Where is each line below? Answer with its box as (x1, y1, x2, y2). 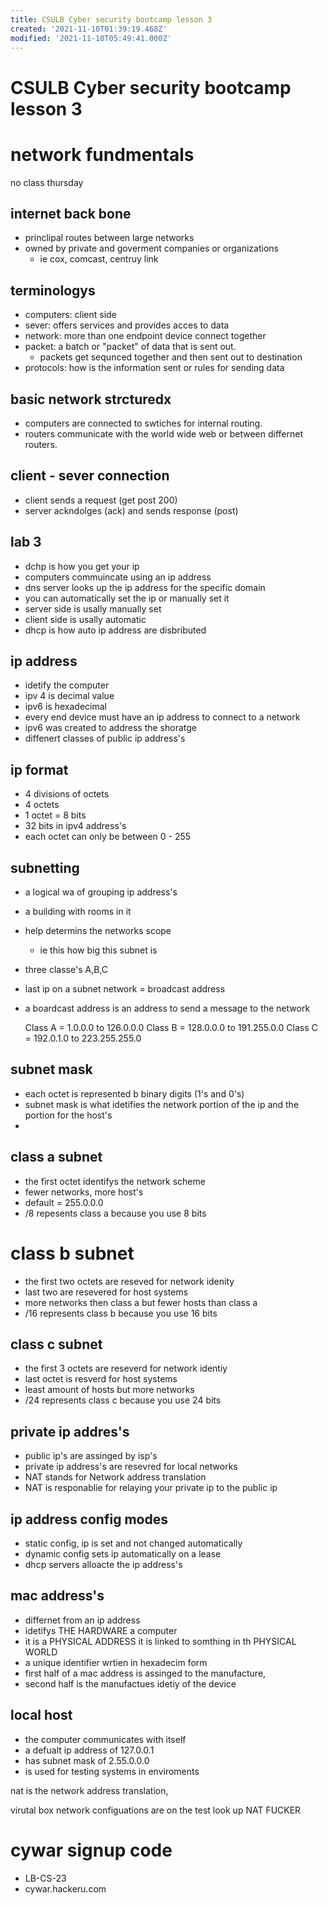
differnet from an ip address (24, 1614, 141, 1626)
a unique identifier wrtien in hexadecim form (24, 1656, 208, 1668)
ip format (10, 761, 69, 778)
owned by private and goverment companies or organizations (24, 242, 279, 255)
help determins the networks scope (24, 925, 172, 936)
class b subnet (10, 1242, 135, 1265)
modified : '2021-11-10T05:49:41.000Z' (10, 33, 172, 43)
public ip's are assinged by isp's (24, 1450, 158, 1462)
